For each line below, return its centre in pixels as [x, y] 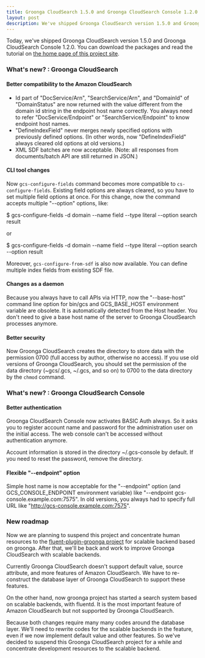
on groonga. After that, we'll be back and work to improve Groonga [91, 548]
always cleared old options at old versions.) [70, 143]
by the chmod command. [36, 377]
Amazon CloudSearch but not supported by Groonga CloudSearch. [90, 610]
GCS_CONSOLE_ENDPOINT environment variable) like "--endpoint [90, 493]
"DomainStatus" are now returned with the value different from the [99, 104]
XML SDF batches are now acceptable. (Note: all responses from [97, 150]
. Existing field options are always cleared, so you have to [122, 190]
